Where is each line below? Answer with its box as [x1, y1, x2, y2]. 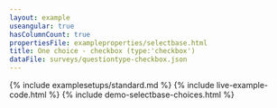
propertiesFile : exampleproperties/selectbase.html [9, 38, 208, 48]
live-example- [216, 80, 269, 90]
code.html [9, 89, 47, 100]
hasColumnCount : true [9, 30, 91, 39]
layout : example [9, 13, 70, 22]
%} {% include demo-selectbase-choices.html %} [48, 89, 235, 100]
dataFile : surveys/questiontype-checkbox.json [9, 55, 188, 64]
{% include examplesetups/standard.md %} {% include [9, 80, 215, 90]
